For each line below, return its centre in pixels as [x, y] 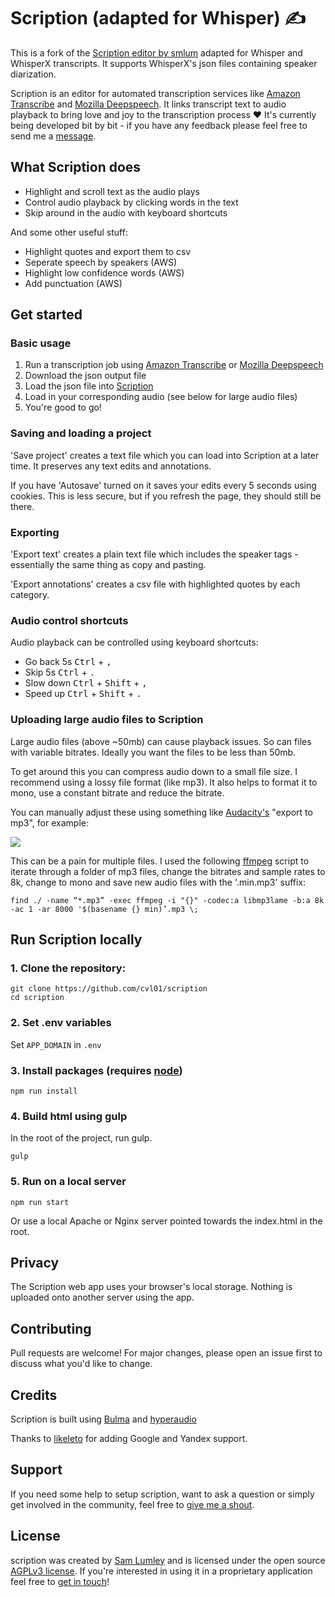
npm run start [40, 1202]
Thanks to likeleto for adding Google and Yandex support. [129, 1438]
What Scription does [76, 167]
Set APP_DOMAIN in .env [56, 1044]
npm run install [44, 1091]
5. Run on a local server [68, 1182]
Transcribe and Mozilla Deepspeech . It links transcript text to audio [148, 104]
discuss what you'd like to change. [81, 1364]
